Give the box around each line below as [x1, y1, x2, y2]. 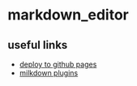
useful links [7, 38, 68, 52]
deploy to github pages [19, 59, 97, 69]
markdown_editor [7, 6, 129, 24]
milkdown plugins [19, 68, 79, 78]
